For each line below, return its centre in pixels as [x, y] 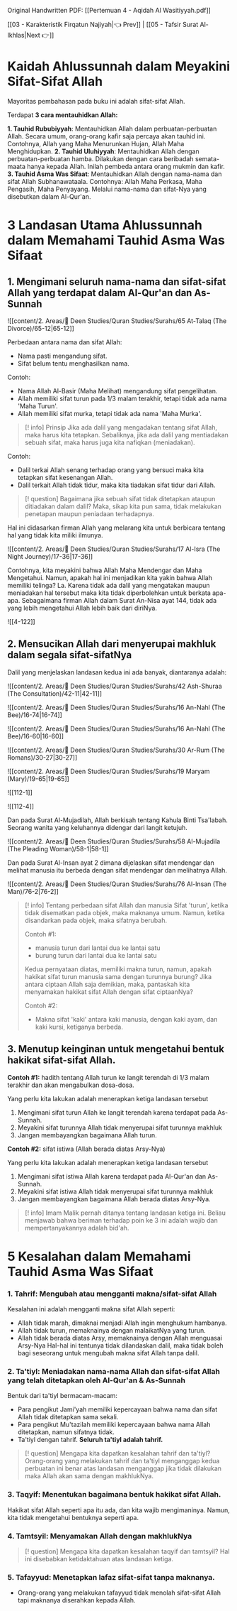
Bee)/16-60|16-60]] [36, 736]
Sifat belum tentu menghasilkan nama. [73, 363]
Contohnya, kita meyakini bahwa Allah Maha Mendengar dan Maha [105, 570]
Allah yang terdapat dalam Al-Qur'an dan [100, 293]
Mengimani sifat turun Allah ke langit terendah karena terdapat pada [117, 1112]
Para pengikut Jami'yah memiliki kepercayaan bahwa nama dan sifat [117, 1409]
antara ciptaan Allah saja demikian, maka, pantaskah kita [107, 984]
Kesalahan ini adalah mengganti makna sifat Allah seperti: [91, 1309]
